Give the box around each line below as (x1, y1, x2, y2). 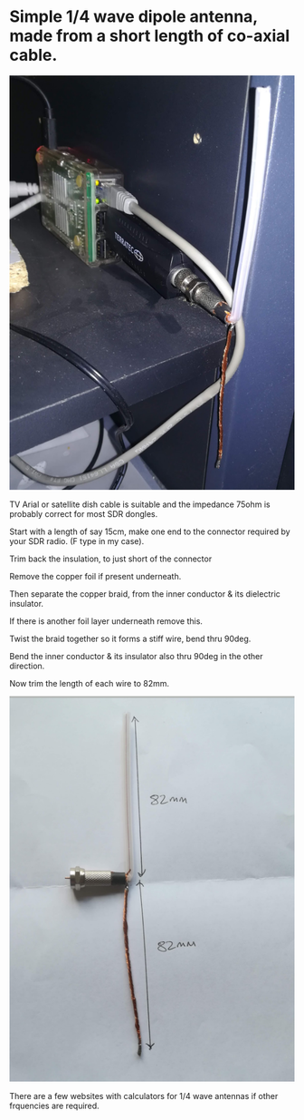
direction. (9, 660, 45, 672)
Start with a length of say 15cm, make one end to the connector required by (9, 526, 291, 537)
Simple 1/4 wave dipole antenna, (9, 6, 258, 27)
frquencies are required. (9, 1100, 100, 1111)
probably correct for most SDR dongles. (9, 509, 158, 520)
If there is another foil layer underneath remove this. (9, 616, 204, 627)
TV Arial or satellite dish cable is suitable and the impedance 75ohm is (9, 499, 271, 510)
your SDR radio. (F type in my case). (9, 536, 145, 547)
